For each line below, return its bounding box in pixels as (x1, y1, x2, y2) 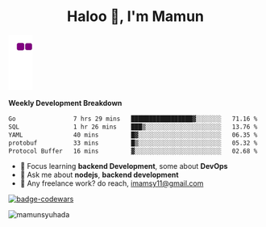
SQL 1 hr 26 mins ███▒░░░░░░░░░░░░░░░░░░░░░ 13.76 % (8, 123, 258, 131)
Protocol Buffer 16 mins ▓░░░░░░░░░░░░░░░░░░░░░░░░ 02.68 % (8, 147, 258, 155)
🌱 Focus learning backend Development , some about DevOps (19, 161, 228, 170)
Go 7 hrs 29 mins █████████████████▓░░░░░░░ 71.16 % (8, 115, 258, 123)
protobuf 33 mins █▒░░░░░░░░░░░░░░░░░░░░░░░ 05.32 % (8, 139, 258, 147)
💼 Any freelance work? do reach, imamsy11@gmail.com (19, 178, 204, 188)
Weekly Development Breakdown (8, 98, 123, 107)
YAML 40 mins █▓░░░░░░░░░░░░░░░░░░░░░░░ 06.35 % (8, 131, 258, 139)
